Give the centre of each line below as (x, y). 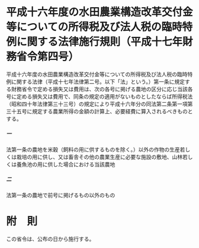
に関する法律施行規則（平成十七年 (100, 42)
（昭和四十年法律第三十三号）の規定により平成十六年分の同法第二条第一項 (97, 104)
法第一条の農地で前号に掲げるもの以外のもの (61, 195)
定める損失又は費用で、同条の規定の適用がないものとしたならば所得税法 (105, 96)
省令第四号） (48, 57)
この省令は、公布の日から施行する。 (50, 239)
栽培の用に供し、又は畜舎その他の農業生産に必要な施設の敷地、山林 (99, 157)
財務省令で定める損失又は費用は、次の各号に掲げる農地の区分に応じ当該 (99, 89)
